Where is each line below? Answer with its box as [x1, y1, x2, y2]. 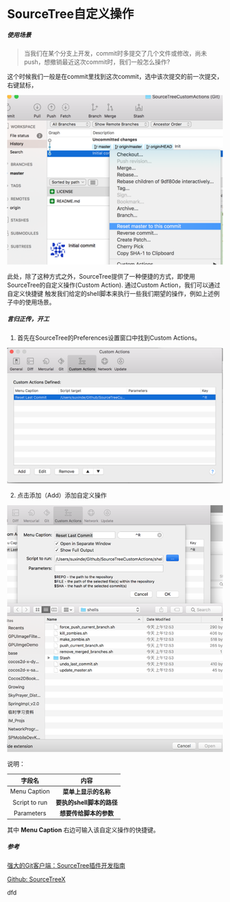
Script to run [12, 798, 48, 807]
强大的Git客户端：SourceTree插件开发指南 [7, 861, 125, 869]
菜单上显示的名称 [62, 787, 111, 796]
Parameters [13, 809, 47, 817]
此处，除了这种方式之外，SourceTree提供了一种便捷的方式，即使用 [7, 272, 196, 280]
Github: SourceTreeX [7, 875, 66, 883]
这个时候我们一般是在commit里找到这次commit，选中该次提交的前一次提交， [7, 73, 223, 81]
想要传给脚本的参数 [59, 809, 114, 818]
